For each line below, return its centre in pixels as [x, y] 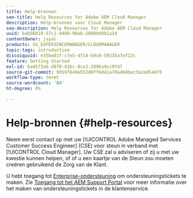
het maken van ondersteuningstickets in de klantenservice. [78, 188]
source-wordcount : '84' [35, 83]
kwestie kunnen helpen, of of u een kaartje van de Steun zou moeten [90, 158]
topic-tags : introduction [38, 50]
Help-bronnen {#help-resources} [89, 123]
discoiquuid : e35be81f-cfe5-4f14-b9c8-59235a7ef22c [71, 56]
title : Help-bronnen [32, 12]
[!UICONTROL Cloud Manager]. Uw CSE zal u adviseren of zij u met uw [93, 152]
